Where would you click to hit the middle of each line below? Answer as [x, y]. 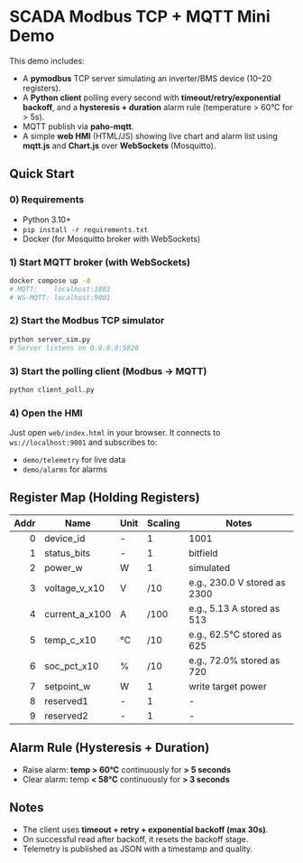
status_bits [68, 553]
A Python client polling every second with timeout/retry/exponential [151, 98]
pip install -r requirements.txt [85, 230]
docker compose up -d [50, 281]
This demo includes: [47, 61]
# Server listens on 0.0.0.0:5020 [74, 348]
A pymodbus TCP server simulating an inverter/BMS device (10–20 [147, 78]
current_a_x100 [78, 614]
